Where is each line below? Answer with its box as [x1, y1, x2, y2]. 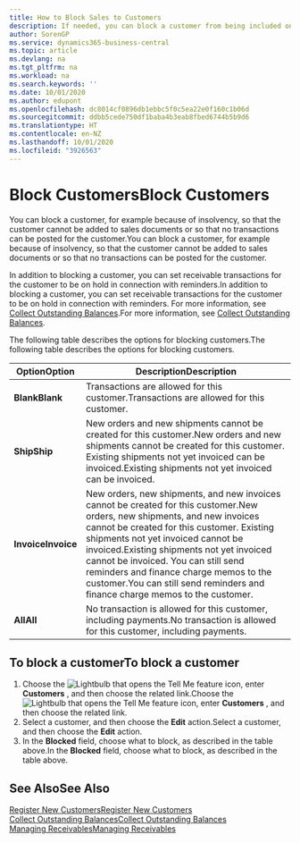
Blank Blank [13, 391, 62, 403]
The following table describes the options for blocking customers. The [9, 334, 265, 345]
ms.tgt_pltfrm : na [9, 63, 78, 72]
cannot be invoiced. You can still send [86, 554, 245, 567]
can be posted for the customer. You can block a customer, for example [9, 233, 271, 244]
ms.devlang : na [9, 55, 66, 63]
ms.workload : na [9, 72, 70, 80]
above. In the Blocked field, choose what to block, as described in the [21, 746, 278, 756]
